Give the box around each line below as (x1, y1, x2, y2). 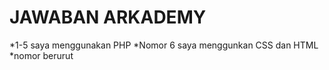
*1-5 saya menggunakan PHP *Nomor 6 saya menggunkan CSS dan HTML (9, 39, 319, 51)
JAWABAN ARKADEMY (9, 6, 207, 29)
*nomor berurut (9, 49, 74, 61)
